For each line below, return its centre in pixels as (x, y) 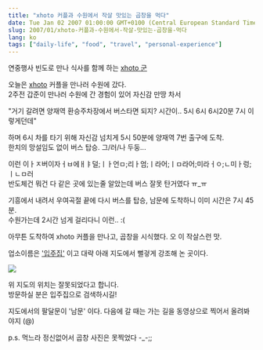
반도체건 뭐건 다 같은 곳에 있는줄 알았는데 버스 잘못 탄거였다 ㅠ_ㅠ (108, 184)
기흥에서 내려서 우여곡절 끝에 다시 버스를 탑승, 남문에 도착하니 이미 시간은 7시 (126, 200)
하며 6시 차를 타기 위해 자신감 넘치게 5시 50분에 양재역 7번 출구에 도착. (116, 137)
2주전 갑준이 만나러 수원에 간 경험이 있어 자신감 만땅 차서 (95, 94)
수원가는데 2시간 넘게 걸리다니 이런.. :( (67, 220)
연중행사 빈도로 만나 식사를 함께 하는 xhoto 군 (77, 68)
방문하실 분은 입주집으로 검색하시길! (63, 294)
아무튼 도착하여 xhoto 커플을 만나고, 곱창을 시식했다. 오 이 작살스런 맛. (115, 237)
